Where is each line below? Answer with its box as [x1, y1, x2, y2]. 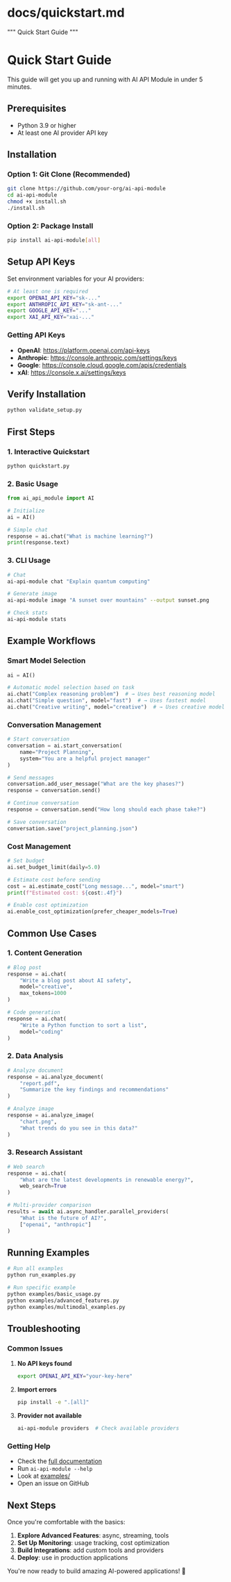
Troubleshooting [7, 1323, 81, 1335]
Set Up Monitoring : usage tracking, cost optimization [17, 1539, 170, 1547]
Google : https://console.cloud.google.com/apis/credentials [17, 361, 187, 369]
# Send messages [7, 774, 54, 781]
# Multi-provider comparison [7, 1202, 92, 1209]
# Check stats [7, 609, 49, 616]
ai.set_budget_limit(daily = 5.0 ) [7, 864, 101, 871]
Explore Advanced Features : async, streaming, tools [17, 1531, 169, 1540]
